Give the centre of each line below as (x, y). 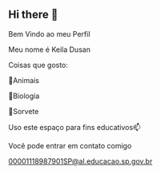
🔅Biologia (24, 96)
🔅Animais (24, 80)
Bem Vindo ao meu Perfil (49, 34)
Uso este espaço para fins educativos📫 (74, 127)
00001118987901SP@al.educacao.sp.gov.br (80, 161)
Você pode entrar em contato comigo (70, 145)
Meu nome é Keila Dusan (49, 49)
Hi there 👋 (33, 15)
